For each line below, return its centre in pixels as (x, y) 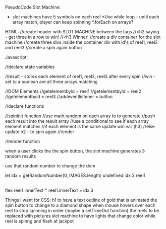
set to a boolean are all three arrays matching (52, 82)
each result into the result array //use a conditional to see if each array (77, 121)
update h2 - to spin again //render (40, 132)
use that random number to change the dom (50, 166)
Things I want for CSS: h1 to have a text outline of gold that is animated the (81, 200)
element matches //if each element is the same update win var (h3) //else (80, 126)
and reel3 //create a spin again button (44, 47)
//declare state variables (30, 67)
